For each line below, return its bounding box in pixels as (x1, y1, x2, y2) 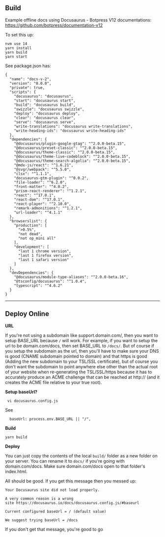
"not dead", (18, 231, 43, 237)
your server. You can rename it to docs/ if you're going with (5, 458, 125, 464)
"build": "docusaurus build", (14, 102, 76, 107)
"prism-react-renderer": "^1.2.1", (14, 188, 87, 193)
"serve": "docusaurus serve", (14, 119, 76, 124)
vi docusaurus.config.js (7, 398, 58, 403)
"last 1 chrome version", (18, 248, 71, 254)
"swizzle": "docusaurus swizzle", (14, 107, 84, 112)
